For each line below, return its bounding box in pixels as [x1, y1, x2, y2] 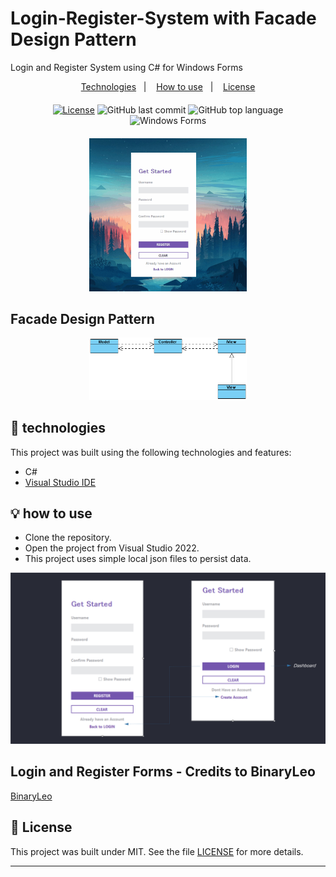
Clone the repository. [24, 532, 112, 544]
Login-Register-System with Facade [10, 7, 317, 30]
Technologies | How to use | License [80, 80, 256, 92]
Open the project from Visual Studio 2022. [24, 542, 200, 554]
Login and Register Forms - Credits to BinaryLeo [10, 763, 316, 781]
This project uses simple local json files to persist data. [24, 553, 252, 565]
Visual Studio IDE [24, 476, 97, 488]
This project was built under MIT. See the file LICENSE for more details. [10, 845, 304, 857]
